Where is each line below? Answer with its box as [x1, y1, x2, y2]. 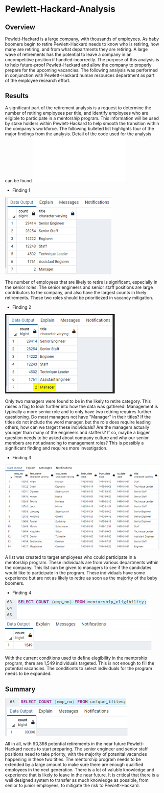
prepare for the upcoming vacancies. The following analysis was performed [5, 67, 158, 73]
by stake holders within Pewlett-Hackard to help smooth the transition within [5, 120, 159, 126]
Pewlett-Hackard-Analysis [5, 3, 116, 15]
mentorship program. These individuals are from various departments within [5, 560, 159, 566]
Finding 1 [12, 187, 31, 193]
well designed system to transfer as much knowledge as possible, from [5, 777, 149, 783]
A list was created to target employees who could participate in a [5, 554, 136, 560]
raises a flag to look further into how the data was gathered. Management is [5, 403, 158, 409]
